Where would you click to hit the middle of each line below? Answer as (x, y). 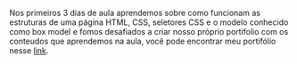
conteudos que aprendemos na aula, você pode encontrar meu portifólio (143, 41)
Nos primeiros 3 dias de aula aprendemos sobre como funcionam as (135, 13)
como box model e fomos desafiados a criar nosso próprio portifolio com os (149, 32)
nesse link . (29, 51)
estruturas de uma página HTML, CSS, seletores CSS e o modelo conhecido (149, 22)
